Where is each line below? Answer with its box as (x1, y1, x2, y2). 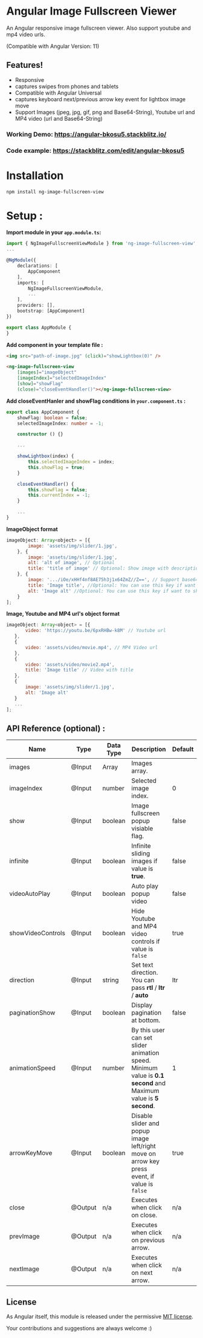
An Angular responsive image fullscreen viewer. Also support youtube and (6, 24, 192, 32)
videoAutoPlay (9, 890, 51, 898)
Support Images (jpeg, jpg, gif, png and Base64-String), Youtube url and (14, 108, 195, 116)
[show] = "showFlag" (17, 381, 63, 387)
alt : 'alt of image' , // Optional (28, 560, 115, 566)
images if (131, 857, 158, 866)
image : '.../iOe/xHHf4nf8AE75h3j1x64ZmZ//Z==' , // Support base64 (28, 577, 199, 583)
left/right (131, 1142, 156, 1151)
